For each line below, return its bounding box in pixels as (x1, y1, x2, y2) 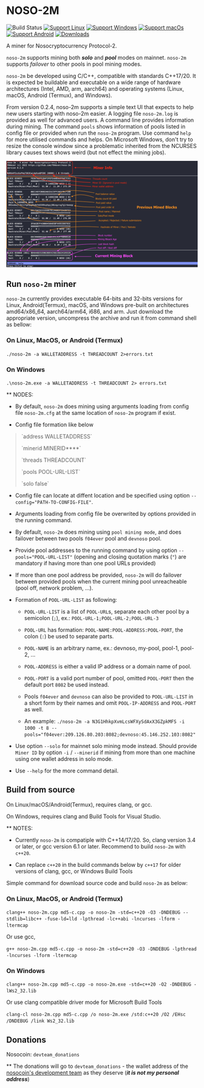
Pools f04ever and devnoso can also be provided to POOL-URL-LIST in (24, 693, 194, 700)
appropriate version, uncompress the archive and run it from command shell (6, 314, 197, 322)
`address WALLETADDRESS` (21, 433, 92, 440)
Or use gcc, (6, 933, 36, 941)
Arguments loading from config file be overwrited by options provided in (15, 510, 196, 517)
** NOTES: (6, 824, 33, 832)
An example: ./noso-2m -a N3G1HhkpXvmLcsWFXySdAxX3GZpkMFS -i (24, 717, 185, 725)
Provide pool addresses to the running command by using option (15, 546, 178, 554)
